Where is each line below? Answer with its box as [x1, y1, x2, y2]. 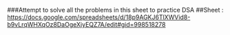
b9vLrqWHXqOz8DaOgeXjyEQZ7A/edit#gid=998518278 [7, 21, 166, 28]
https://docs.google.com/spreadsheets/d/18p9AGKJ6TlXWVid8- [7, 13, 191, 21]
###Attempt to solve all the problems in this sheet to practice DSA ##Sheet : [7, 6, 224, 14]
